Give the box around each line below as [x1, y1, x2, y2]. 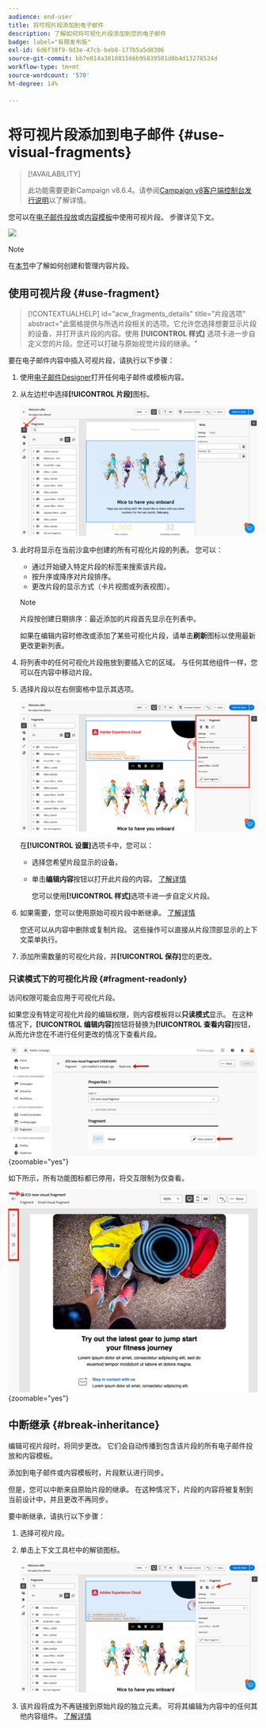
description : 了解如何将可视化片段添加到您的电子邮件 [8, 29, 167, 37]
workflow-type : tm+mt [8, 63, 80, 71]
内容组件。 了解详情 [26, 1711, 92, 1721]
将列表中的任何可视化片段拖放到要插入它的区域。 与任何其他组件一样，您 [19, 657, 258, 666]
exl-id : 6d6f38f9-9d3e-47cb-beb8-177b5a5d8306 [8, 46, 165, 55]
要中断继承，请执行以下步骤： [8, 1511, 105, 1521]
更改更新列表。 [19, 640, 69, 650]
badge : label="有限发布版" [8, 38, 91, 46]
